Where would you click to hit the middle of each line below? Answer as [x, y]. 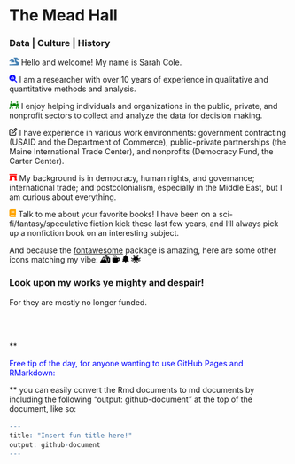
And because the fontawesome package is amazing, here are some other [143, 250]
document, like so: [43, 408]
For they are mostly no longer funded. [78, 302]
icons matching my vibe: [54, 260]
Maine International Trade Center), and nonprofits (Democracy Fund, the [141, 152]
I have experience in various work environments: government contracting [152, 133]
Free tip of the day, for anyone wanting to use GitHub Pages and [126, 363]
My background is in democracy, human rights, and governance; [137, 178]
